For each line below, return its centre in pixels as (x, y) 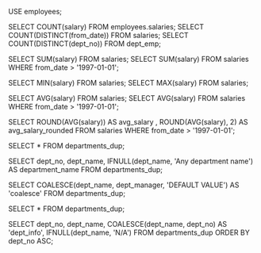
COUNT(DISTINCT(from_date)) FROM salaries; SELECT (98, 35)
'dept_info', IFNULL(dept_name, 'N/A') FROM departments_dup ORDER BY (129, 232)
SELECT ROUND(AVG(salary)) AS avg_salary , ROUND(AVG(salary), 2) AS (128, 122)
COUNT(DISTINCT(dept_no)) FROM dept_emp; (84, 44)
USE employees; (35, 11)
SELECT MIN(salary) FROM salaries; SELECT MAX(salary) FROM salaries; (128, 83)
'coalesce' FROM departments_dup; (67, 193)
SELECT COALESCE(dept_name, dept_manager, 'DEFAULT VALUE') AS (124, 185)
